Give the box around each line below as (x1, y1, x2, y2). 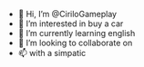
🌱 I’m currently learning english (17, 28, 136, 38)
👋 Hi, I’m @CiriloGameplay (17, 9, 117, 19)
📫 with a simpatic (17, 48, 87, 58)
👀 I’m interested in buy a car (17, 18, 124, 29)
